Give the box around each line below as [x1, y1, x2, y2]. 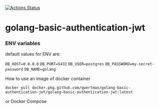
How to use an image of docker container [5, 76, 91, 82]
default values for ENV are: [5, 51, 61, 57]
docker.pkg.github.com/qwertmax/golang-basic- [31, 85, 131, 91]
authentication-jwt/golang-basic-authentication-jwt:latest [5, 90, 133, 95]
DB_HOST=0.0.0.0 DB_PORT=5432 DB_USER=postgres [5, 62, 104, 67]
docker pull [5, 85, 30, 91]
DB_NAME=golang [24, 67, 56, 72]
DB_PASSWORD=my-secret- [104, 62, 155, 67]
